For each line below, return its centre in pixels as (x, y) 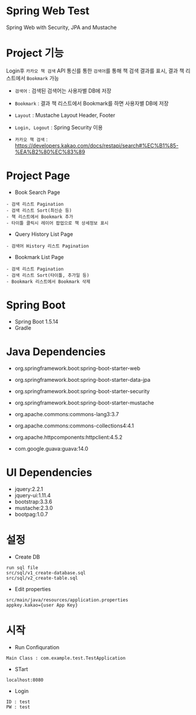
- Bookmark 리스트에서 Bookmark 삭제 (48, 282)
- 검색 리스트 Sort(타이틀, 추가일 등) (48, 275)
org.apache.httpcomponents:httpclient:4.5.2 (68, 437)
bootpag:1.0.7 (31, 514)
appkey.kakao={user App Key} (42, 605)
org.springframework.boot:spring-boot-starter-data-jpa (83, 379)
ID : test (18, 702)
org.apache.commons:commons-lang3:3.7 (67, 414)
